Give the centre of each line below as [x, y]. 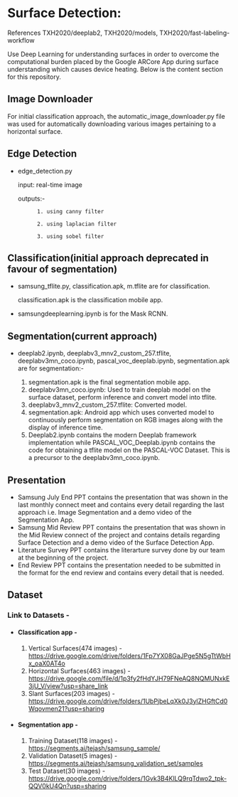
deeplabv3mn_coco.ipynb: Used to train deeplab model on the [119, 390]
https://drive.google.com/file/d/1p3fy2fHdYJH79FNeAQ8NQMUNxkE [129, 678]
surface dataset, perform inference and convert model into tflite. [122, 397]
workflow [21, 40]
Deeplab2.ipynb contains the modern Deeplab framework [112, 435]
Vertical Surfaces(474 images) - [75, 648]
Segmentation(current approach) [82, 336]
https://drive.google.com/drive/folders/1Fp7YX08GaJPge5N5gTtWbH [129, 656]
